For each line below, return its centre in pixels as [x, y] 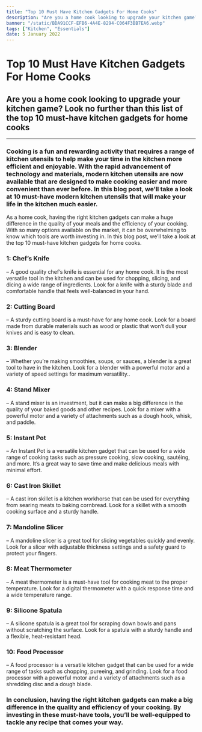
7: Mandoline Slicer [35, 527]
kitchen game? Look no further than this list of [95, 108]
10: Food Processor [35, 652]
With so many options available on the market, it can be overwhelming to [96, 230]
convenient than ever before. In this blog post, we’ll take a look [99, 189]
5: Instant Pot [26, 438]
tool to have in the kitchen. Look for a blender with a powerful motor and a [98, 368]
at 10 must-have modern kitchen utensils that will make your [96, 197]
